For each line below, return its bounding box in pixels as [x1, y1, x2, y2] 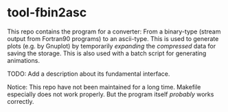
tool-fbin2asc [7, 5, 87, 20]
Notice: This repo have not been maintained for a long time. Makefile [7, 83, 201, 91]
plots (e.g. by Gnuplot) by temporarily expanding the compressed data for [7, 42, 216, 50]
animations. [7, 56, 40, 64]
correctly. [7, 97, 34, 105]
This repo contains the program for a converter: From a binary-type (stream [7, 27, 221, 36]
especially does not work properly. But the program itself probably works [7, 90, 214, 98]
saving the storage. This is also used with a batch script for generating [7, 49, 207, 57]
